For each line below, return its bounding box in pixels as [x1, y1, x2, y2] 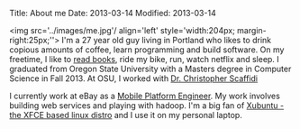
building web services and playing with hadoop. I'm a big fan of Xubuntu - [9, 100, 285, 111]
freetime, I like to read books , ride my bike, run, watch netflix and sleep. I [9, 54, 279, 64]
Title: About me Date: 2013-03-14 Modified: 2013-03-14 [9, 8, 216, 18]
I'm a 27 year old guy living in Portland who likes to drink [61, 35, 272, 45]
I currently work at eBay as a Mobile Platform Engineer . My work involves [9, 90, 281, 101]
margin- [237, 25, 268, 35]
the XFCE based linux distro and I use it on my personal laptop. [9, 110, 243, 120]
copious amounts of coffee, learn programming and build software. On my [9, 44, 285, 55]
